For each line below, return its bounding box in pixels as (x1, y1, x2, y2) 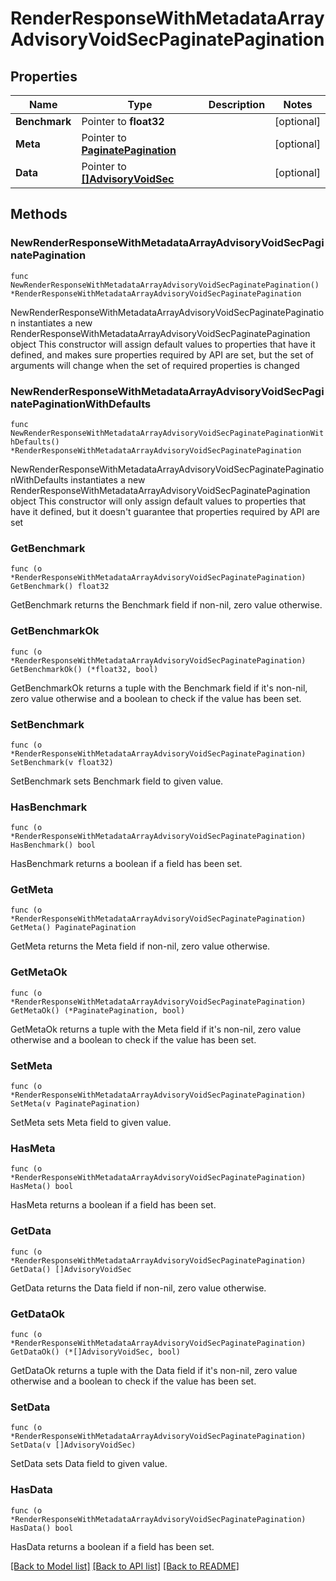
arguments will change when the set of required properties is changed (10, 359, 300, 371)
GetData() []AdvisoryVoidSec (10, 1264, 132, 1274)
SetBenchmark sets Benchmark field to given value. (10, 775, 224, 787)
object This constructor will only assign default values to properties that (10, 495, 307, 507)
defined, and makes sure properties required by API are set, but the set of (10, 348, 315, 361)
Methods (10, 206, 68, 223)
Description (208, 98, 266, 111)
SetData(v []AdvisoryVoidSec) (10, 1440, 137, 1451)
